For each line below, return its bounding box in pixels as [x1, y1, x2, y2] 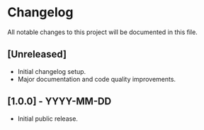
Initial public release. [17, 114, 78, 123]
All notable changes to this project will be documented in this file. [7, 28, 198, 36]
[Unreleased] [7, 48, 67, 60]
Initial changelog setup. [17, 67, 86, 75]
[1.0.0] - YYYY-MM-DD [7, 95, 112, 107]
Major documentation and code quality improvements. [17, 75, 176, 83]
